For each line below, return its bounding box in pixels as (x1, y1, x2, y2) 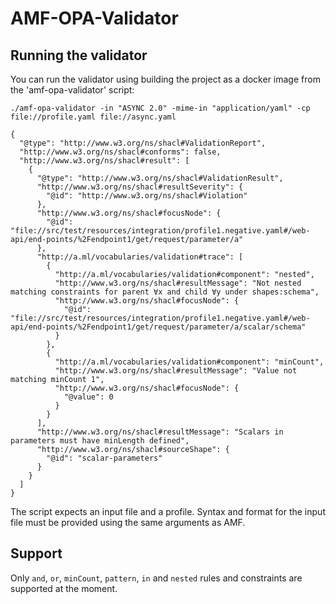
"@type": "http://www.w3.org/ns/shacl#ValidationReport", (19, 138, 267, 148)
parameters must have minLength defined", (10, 436, 190, 446)
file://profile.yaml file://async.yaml (10, 112, 177, 122)
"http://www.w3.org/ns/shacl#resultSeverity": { (36, 182, 244, 192)
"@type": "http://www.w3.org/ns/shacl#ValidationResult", (36, 173, 284, 183)
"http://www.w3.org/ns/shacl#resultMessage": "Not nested (54, 278, 302, 288)
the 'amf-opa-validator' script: (10, 84, 135, 96)
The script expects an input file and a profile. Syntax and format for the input (10, 506, 326, 517)
